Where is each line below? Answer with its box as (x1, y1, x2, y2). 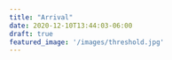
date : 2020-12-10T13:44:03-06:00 (9, 21, 133, 30)
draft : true (9, 29, 53, 38)
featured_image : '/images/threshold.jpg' (9, 37, 165, 47)
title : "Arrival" (9, 12, 74, 22)
